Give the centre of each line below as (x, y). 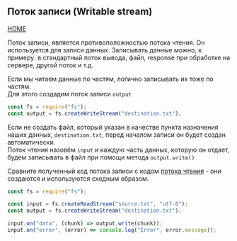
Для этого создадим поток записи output (70, 94)
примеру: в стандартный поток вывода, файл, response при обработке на (119, 57)
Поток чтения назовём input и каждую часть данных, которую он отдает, (118, 150)
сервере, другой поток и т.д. (51, 65)
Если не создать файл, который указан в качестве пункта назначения (113, 127)
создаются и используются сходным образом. (78, 178)
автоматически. (31, 142)
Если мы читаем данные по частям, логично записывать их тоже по (110, 79)
